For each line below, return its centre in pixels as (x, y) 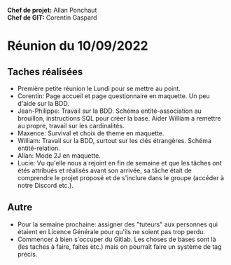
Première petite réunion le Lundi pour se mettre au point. (99, 88)
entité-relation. (39, 148)
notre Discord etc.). (45, 185)
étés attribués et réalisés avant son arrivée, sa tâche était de (105, 170)
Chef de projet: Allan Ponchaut (52, 10)
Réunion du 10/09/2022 (78, 46)
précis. (27, 254)
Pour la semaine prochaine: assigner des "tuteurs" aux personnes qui (118, 224)
